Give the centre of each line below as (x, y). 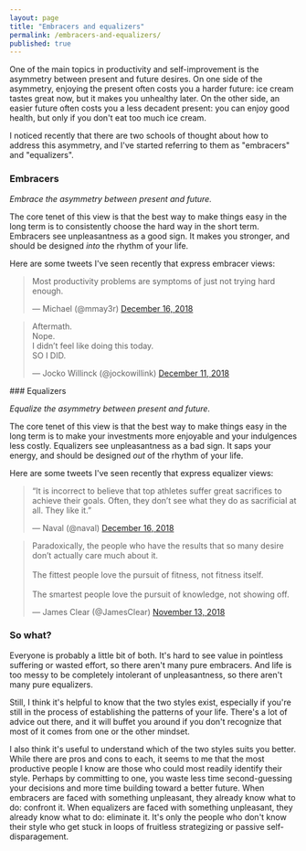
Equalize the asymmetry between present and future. (110, 409)
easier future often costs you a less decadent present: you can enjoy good (150, 108)
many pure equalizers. (52, 684)
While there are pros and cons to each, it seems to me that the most (137, 759)
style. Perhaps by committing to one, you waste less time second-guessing (151, 778)
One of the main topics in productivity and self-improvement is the (134, 69)
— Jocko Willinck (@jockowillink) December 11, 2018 (131, 373)
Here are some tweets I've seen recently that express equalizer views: (142, 473)
